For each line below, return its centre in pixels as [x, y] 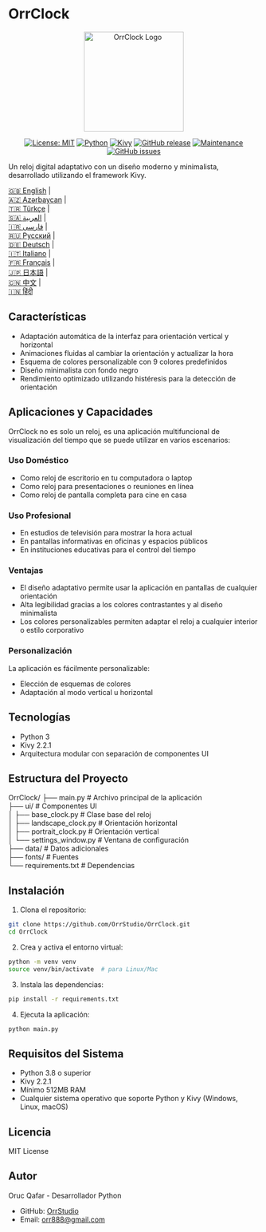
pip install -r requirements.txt [64, 999]
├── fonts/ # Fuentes [44, 857]
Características [47, 317]
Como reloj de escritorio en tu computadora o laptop [106, 478]
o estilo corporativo [52, 630]
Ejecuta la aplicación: [55, 1014]
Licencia [30, 1132]
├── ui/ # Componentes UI [53, 806]
